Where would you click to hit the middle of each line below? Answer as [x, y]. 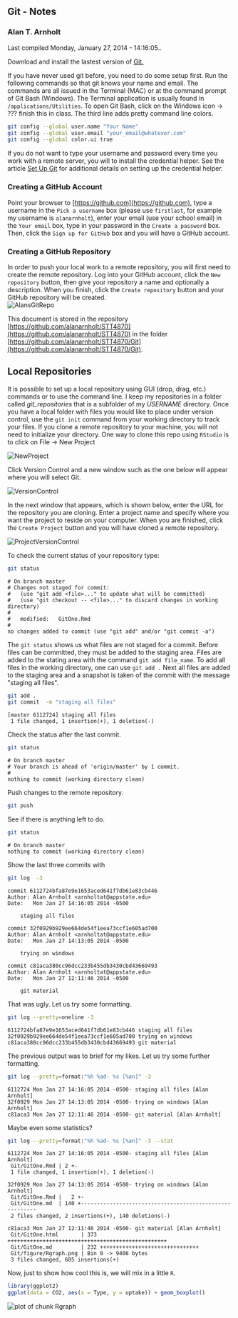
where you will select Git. [44, 477]
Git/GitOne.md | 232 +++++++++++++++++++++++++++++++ [105, 1247]
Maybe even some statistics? [50, 1127]
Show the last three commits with [56, 864]
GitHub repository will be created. [57, 297]
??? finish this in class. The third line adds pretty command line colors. [110, 113]
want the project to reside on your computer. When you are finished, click [115, 520]
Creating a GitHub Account [55, 187]
